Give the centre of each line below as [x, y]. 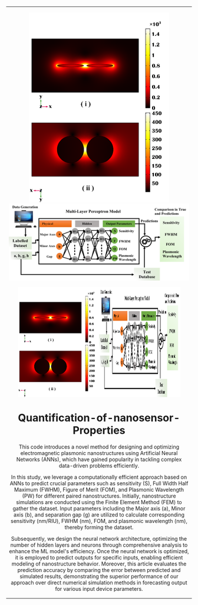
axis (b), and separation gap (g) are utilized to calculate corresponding [99, 515]
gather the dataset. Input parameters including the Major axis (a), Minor [99, 508]
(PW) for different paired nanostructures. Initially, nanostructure [99, 496]
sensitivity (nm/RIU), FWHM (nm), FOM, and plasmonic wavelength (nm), [99, 521]
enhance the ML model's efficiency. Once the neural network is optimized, [99, 551]
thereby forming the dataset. [99, 527]
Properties [99, 430]
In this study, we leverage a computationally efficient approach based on [99, 477]
